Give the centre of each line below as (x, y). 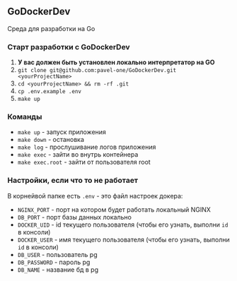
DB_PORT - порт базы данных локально (75, 217)
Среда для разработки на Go (51, 28)
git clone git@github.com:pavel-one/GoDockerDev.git (97, 71)
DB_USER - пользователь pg (57, 254)
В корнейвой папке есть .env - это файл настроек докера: (95, 196)
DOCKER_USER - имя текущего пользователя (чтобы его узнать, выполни (123, 239)
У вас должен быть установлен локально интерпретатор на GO (116, 62)
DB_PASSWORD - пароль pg (54, 262)
